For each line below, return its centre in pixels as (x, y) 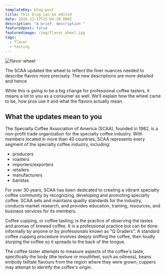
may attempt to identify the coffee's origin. (49, 267)
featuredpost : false (27, 28)
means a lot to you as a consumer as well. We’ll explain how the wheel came (83, 96)
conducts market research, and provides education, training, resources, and (83, 206)
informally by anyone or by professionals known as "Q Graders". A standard (82, 231)
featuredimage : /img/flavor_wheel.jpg (45, 33)
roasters (21, 159)
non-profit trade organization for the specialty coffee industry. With (74, 134)
